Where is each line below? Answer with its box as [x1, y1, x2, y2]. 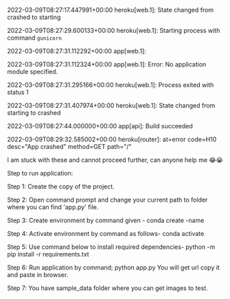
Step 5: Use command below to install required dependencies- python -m [7, 243, 216, 251]
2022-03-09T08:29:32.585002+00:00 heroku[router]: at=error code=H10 [7, 135, 217, 143]
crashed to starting [7, 13, 61, 21]
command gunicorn [7, 34, 62, 42]
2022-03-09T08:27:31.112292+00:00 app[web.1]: [7, 47, 146, 55]
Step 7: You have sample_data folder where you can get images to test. [7, 284, 208, 292]
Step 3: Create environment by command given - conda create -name [7, 216, 205, 224]
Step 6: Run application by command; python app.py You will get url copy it [7, 263, 220, 272]
